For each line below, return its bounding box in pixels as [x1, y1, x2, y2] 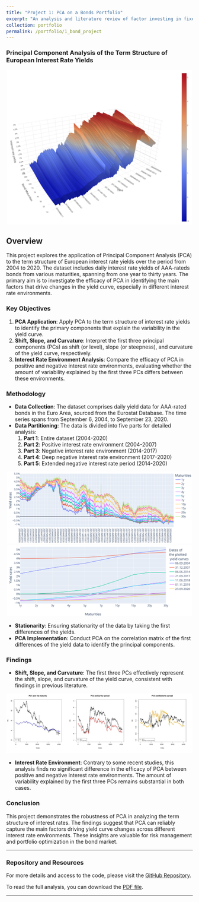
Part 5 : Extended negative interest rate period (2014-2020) [23, 460, 168, 467]
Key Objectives [6, 305, 51, 313]
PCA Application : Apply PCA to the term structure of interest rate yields [14, 318, 191, 325]
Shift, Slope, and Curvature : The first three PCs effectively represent [14, 669, 184, 676]
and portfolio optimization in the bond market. [6, 838, 118, 845]
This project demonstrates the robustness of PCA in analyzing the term [6, 812, 179, 819]
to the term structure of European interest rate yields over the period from [6, 258, 187, 265]
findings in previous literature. [14, 682, 88, 689]
